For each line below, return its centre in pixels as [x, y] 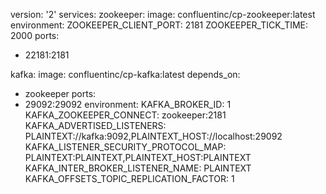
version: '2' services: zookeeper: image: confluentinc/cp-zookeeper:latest [163, 14]
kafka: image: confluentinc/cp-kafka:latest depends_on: [125, 74]
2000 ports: [35, 35]
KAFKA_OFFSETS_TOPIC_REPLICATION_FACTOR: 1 [129, 178]
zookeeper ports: [60, 93]
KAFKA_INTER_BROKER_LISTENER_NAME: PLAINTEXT [138, 168]
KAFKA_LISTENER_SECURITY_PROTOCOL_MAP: [125, 147]
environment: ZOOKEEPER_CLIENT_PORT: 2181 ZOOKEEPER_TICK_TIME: [159, 25]
